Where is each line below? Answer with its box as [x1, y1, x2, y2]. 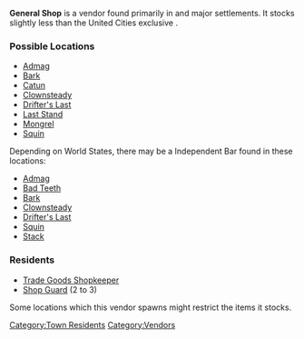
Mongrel [22, 118, 54, 130]
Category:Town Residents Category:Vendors [9, 319, 176, 330]
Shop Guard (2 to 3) [22, 284, 98, 294]
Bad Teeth [22, 183, 62, 194]
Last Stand [22, 109, 64, 120]
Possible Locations [9, 40, 95, 53]
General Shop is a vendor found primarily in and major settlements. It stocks [9, 8, 295, 18]
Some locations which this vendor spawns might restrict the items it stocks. [9, 302, 292, 313]
